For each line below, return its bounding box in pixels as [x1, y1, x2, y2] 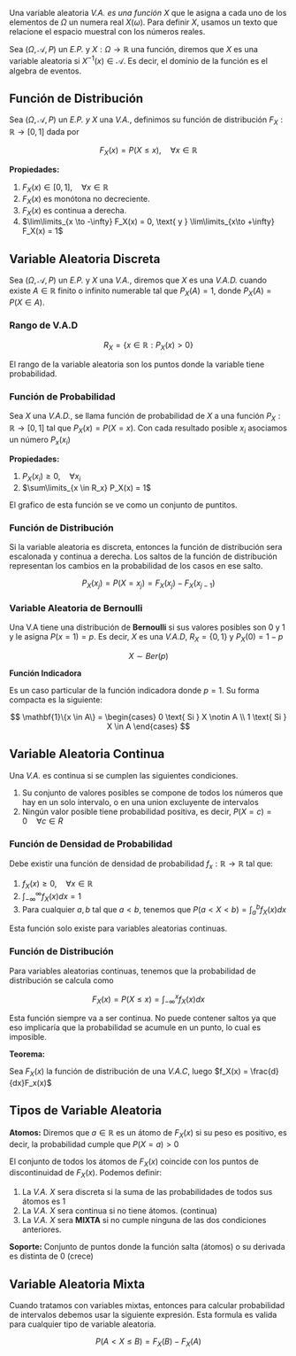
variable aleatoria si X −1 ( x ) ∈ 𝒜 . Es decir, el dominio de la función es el [9, 54, 268, 66]
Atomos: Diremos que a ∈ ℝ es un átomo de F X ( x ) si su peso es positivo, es [9, 1127, 287, 1140]
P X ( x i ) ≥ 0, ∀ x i [21, 470, 81, 484]
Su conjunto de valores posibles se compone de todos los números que [21, 787, 284, 798]
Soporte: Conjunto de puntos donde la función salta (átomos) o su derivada [9, 1242, 285, 1252]
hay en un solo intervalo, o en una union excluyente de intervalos [21, 796, 259, 807]
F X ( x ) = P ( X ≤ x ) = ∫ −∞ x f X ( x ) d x [92, 992, 205, 1006]
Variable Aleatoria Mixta [9, 1276, 146, 1291]
